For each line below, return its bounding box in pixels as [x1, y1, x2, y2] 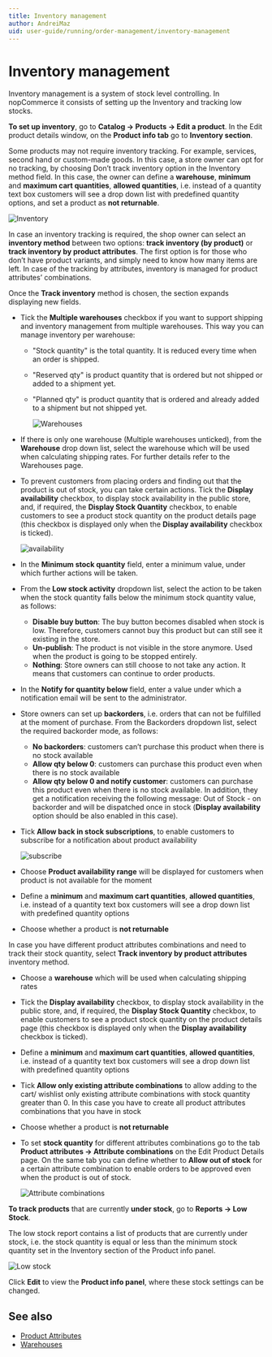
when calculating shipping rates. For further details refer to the [19, 452, 231, 462]
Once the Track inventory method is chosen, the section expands [8, 288, 229, 298]
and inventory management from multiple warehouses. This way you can [19, 322, 265, 332]
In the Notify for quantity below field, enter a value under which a [19, 684, 242, 695]
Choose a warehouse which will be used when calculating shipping [19, 973, 247, 983]
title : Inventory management [8, 11, 107, 20]
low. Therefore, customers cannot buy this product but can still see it [32, 626, 263, 635]
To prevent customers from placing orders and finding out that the [19, 476, 242, 486]
